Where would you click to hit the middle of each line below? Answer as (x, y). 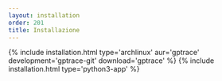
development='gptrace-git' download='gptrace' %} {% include (111, 61)
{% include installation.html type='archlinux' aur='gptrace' (104, 53)
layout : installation (44, 15)
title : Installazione (44, 30)
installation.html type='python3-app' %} (74, 69)
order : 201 (26, 23)
